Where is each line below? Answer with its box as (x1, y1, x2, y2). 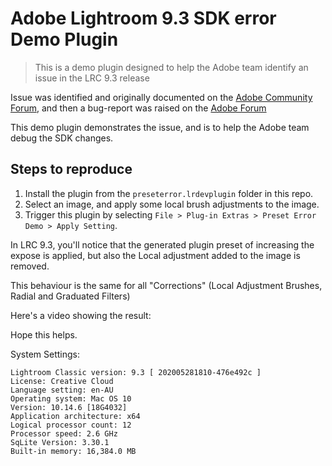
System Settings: (10, 348, 81, 360)
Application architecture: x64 (10, 411, 141, 421)
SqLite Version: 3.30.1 (10, 437, 110, 447)
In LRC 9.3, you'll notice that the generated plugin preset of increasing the (10, 238, 315, 251)
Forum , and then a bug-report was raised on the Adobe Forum (10, 102, 267, 114)
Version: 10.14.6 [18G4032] (10, 402, 128, 412)
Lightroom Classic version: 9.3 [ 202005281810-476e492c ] (10, 367, 262, 377)
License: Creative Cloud (10, 376, 114, 386)
